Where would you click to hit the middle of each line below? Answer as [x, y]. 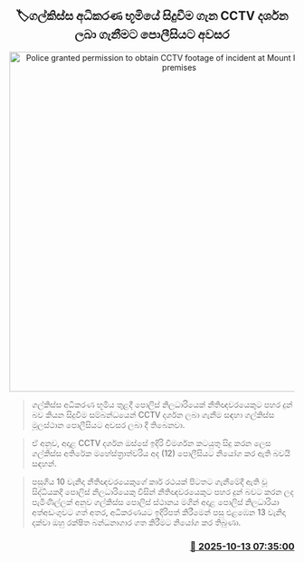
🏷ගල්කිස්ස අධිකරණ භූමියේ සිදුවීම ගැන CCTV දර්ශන [152, 16]
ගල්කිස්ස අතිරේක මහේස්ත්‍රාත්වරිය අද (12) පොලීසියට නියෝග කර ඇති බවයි [161, 453]
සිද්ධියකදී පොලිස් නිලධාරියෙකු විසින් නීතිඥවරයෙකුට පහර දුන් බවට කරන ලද [162, 491]
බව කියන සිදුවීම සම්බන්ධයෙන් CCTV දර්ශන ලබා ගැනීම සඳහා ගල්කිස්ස [153, 414]
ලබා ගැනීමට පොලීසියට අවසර [152, 35]
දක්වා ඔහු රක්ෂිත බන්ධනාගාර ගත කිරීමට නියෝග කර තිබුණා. [136, 522]
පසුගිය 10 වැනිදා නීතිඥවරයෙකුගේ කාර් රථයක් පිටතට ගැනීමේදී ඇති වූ [149, 481]
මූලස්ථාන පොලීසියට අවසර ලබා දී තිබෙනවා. [108, 424]
